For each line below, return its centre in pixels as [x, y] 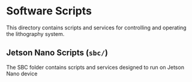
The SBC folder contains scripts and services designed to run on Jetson [95, 67]
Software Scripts [49, 11]
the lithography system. [35, 34]
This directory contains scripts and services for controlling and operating [97, 28]
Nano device [22, 74]
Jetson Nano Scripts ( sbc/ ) [57, 53]
